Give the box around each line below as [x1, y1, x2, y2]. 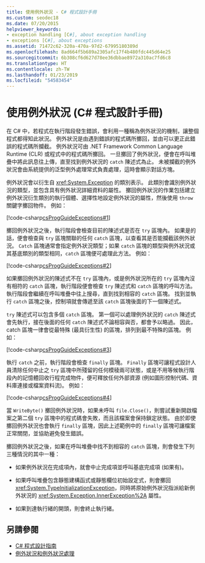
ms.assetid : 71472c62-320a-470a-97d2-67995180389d [6, 44, 138, 50]
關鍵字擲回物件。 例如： [6, 202, 67, 209]
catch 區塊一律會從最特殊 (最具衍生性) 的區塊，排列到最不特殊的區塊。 [6, 326, 185, 333]
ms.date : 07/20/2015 [6, 20, 59, 26]
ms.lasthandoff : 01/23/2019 [6, 72, 78, 78]
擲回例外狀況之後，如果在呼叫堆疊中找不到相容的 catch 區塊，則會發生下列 [6, 443, 195, 450]
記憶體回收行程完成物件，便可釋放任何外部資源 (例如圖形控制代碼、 [22, 374, 193, 381]
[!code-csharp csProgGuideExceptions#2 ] [6, 262, 112, 270]
